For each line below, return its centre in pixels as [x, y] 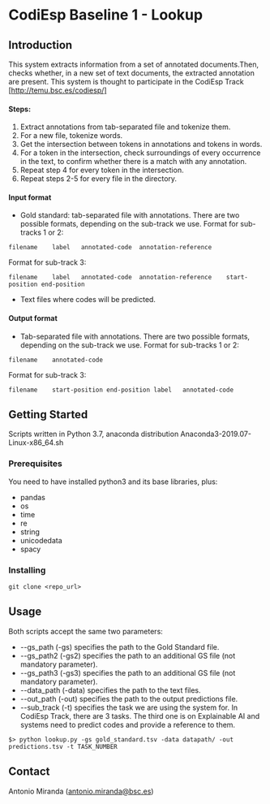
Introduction [41, 45]
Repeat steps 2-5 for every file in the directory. [98, 179]
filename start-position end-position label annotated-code [121, 390]
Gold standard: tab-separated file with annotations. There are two [130, 215]
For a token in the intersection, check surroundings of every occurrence [140, 153]
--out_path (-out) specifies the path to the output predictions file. [129, 698]
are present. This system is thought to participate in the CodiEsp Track [126, 82]
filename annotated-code [56, 360]
